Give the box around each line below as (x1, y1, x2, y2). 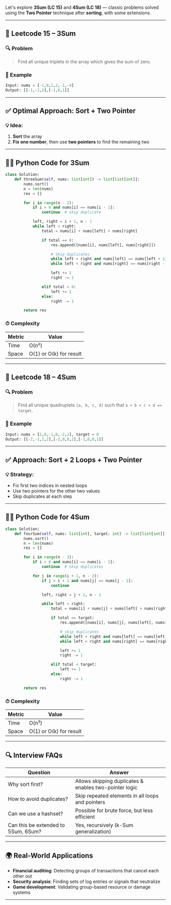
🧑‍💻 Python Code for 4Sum (5, 513, 90, 522)
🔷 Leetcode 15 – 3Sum (5, 29, 76, 38)
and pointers (75, 798, 105, 805)
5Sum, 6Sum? (8, 828, 42, 835)
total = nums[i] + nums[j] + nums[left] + (50, 606, 142, 611)
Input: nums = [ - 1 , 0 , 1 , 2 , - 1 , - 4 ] (5, 83, 74, 88)
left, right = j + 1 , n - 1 (41, 592, 101, 597)
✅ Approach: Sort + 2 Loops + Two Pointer (5, 455, 142, 464)
